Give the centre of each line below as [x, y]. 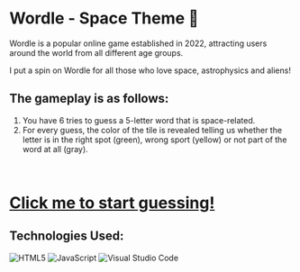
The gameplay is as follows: [89, 99]
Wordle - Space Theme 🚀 [105, 18]
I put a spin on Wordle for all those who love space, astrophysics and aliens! [150, 70]
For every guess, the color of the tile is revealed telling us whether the [152, 130]
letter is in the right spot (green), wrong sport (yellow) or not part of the [155, 140]
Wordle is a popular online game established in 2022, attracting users [138, 43]
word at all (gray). [55, 149]
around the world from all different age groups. [96, 52]
